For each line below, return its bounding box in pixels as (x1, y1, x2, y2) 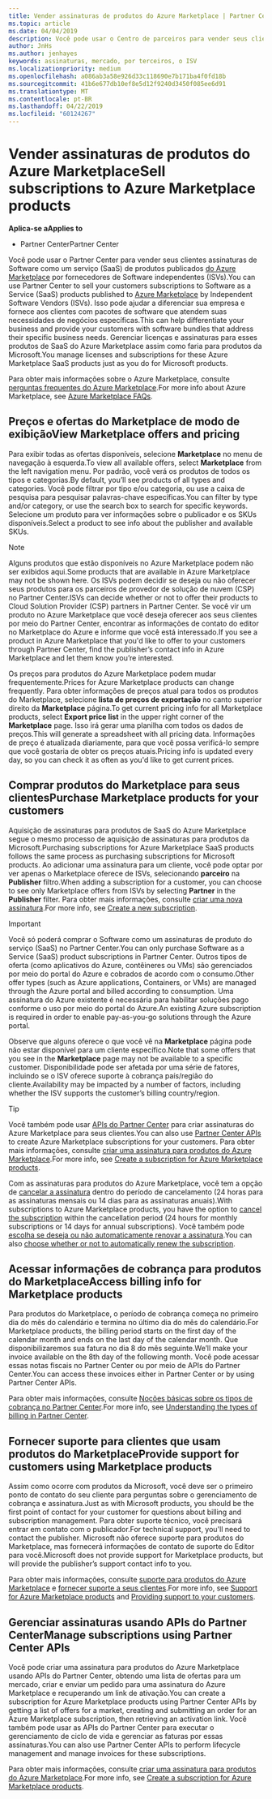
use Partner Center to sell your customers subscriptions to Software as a (8, 281, 251, 291)
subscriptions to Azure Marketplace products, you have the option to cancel (8, 1204, 262, 1214)
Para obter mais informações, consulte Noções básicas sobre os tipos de (8, 1393, 253, 1404)
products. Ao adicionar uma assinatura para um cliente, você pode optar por (8, 859, 263, 869)
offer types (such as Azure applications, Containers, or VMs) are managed (8, 977, 257, 987)
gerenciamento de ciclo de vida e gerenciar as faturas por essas (8, 1732, 223, 1741)
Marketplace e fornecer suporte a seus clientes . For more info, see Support (8, 1583, 257, 1593)
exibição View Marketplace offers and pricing (8, 428, 240, 441)
